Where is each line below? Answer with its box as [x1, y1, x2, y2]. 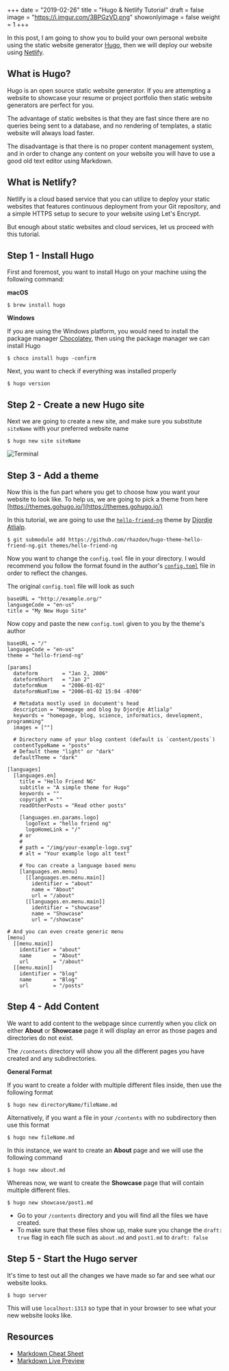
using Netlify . [7, 48, 44, 56]
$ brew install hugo [7, 302, 66, 309]
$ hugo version [7, 380, 51, 387]
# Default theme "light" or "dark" [13, 748, 115, 755]
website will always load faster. [7, 128, 94, 137]
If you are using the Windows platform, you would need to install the [7, 327, 199, 336]
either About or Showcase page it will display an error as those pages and [7, 1026, 217, 1035]
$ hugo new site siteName [7, 438, 81, 445]
